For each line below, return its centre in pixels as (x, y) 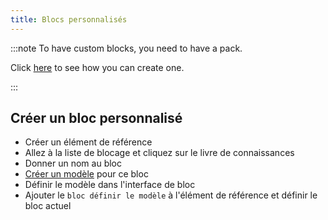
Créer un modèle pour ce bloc (86, 174)
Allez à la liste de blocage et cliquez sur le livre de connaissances (159, 153)
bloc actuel (48, 206)
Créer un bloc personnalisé (96, 118)
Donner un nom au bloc (73, 163)
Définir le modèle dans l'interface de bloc (110, 185)
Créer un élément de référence (88, 142)
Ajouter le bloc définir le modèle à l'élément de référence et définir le (171, 195)
